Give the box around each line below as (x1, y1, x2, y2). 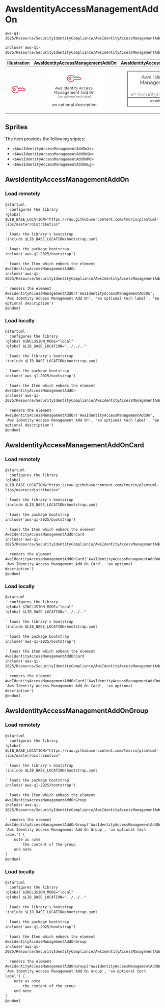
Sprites (5, 122, 28, 131)
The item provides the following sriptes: (5, 136, 85, 142)
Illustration (7, 60, 30, 66)
